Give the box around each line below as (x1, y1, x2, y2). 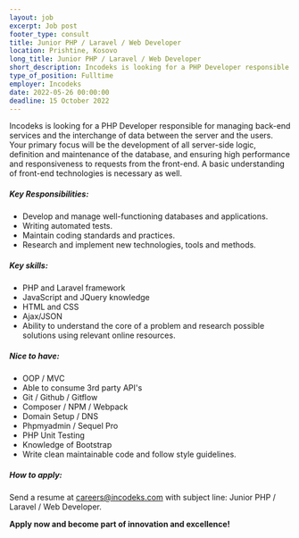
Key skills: (9, 260, 49, 271)
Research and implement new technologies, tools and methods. (21, 240, 256, 250)
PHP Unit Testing (21, 430, 85, 441)
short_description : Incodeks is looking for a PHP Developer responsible (9, 63, 290, 72)
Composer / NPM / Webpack (21, 401, 129, 412)
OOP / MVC (21, 373, 65, 384)
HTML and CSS (21, 301, 79, 313)
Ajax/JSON (21, 311, 62, 322)
